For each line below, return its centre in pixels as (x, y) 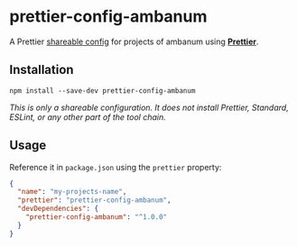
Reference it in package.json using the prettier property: (116, 167)
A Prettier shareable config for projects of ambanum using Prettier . (134, 41)
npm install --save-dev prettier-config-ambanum (102, 91)
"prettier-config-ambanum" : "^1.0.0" (97, 217)
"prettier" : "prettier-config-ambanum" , (94, 200)
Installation (42, 70)
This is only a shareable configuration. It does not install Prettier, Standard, (149, 107)
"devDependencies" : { (58, 209)
